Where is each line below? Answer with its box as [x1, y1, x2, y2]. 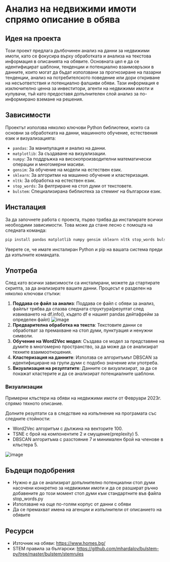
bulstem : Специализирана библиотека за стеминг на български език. [12, 188, 162, 194]
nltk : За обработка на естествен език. [12, 177, 96, 183]
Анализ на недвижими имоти [5, 3, 137, 15]
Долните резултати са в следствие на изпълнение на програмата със [5, 410, 157, 416]
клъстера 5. [12, 442, 38, 448]
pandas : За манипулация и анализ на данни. [12, 145, 106, 151]
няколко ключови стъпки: [5, 291, 61, 297]
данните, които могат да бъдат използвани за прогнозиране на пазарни [5, 69, 161, 75]
